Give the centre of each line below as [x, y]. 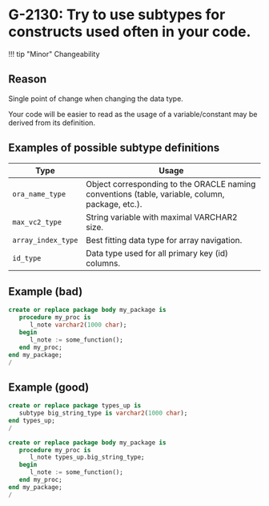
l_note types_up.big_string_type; [87, 457]
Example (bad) [46, 291]
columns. [103, 263]
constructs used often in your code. [130, 32]
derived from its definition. [52, 123]
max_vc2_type [37, 222]
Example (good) [49, 387]
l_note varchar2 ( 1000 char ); [78, 325]
